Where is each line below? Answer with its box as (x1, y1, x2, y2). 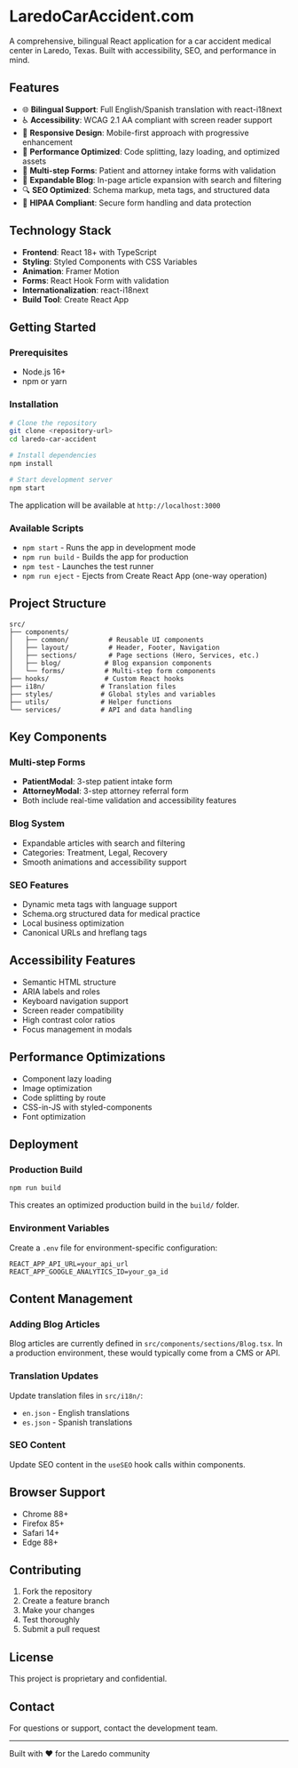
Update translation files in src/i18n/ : (9, 1390, 144, 1401)
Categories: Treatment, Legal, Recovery (21, 847, 169, 857)
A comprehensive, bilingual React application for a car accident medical (9, 36, 272, 46)
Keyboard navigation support (21, 995, 129, 1006)
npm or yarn (21, 376, 67, 387)
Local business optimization (21, 918, 125, 928)
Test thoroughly (21, 1614, 80, 1625)
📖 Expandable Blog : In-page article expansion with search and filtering (21, 174, 282, 185)
